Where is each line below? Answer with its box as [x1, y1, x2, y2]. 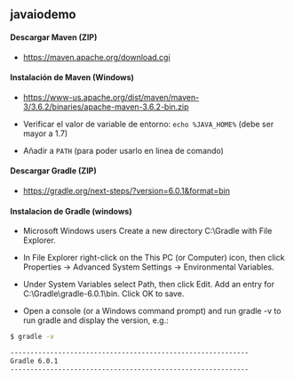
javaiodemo [10, 7, 76, 22]
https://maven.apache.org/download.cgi [22, 52, 171, 62]
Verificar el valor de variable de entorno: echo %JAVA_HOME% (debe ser [22, 118, 274, 129]
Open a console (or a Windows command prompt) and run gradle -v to [22, 306, 282, 317]
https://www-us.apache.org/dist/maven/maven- [22, 92, 200, 102]
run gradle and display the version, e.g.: [22, 315, 170, 326]
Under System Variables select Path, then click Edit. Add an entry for [22, 279, 274, 290]
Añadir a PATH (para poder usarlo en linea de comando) [22, 145, 225, 156]
